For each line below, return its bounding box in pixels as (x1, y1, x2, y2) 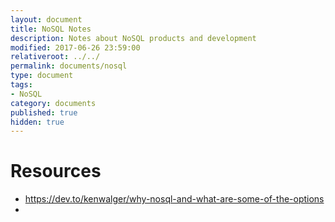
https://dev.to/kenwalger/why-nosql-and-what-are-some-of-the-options (24, 193, 325, 205)
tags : (10, 80, 33, 90)
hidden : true (10, 117, 65, 127)
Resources (10, 160, 102, 183)
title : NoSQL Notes (10, 24, 92, 34)
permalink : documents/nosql (10, 61, 128, 71)
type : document (10, 71, 74, 81)
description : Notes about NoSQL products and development (10, 33, 257, 43)
